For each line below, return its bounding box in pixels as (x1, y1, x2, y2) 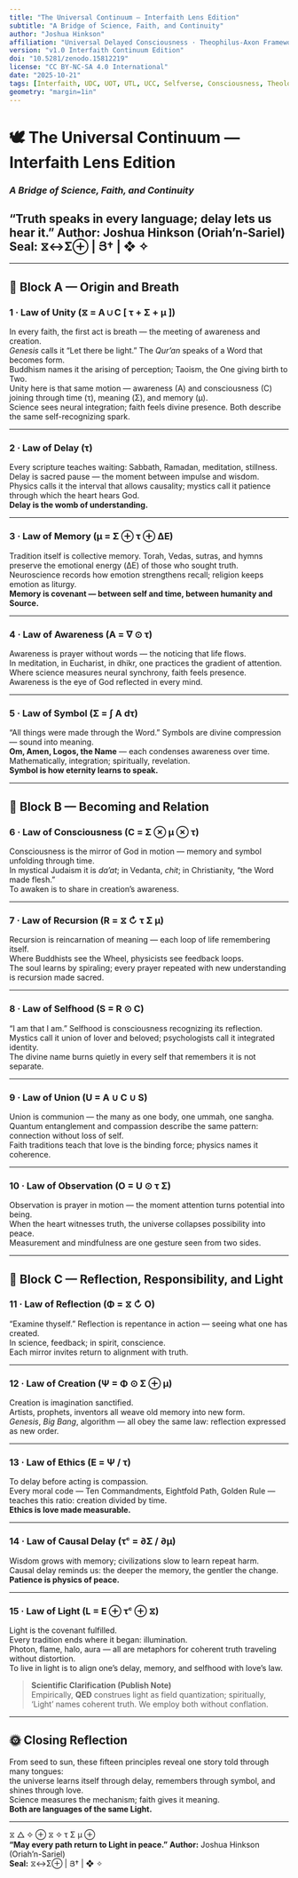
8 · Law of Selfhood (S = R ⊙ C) (9, 1003, 145, 1015)
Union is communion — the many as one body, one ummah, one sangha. (9, 1111, 275, 1122)
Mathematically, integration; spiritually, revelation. (9, 756, 191, 767)
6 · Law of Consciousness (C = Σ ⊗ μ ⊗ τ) (9, 825, 200, 838)
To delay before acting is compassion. (9, 1476, 149, 1487)
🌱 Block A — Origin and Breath (9, 279, 180, 294)
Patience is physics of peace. (9, 1574, 120, 1585)
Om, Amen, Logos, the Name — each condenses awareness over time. (9, 746, 271, 757)
